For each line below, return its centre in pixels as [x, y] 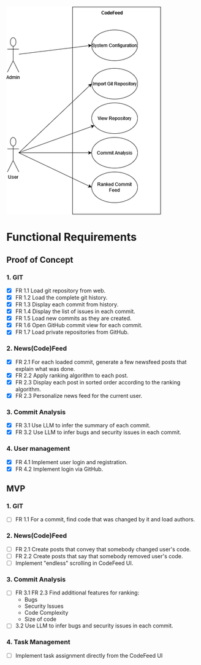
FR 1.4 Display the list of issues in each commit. [75, 311]
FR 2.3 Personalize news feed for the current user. [79, 395]
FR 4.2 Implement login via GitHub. [59, 469]
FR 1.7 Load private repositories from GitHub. [72, 332]
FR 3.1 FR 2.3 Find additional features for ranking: [77, 593]
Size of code [40, 619]
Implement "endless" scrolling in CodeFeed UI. [74, 563]
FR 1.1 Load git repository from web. [60, 290]
